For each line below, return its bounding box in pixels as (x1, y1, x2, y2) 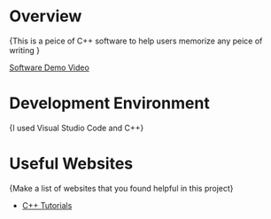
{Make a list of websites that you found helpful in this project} (9, 183, 234, 193)
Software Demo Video (9, 62, 90, 73)
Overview (9, 6, 82, 27)
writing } (9, 44, 40, 55)
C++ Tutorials (21, 199, 73, 210)
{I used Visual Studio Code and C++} (9, 122, 144, 133)
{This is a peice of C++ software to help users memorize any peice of (9, 35, 263, 46)
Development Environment (9, 93, 210, 113)
